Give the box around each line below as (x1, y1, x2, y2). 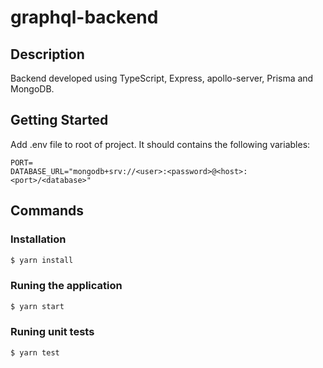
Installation (10, 232, 67, 246)
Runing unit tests (10, 325, 95, 339)
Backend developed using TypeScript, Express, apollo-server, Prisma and (10, 72, 314, 84)
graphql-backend (10, 6, 159, 29)
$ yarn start (10, 301, 65, 311)
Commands (10, 202, 85, 220)
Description (10, 46, 85, 63)
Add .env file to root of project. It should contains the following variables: (10, 138, 311, 150)
